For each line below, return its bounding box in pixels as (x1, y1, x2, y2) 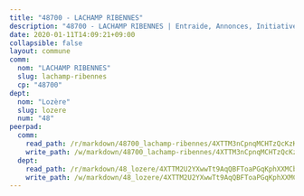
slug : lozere (17, 106, 67, 115)
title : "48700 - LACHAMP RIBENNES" (9, 13, 144, 23)
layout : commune (9, 47, 71, 56)
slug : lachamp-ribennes (17, 72, 107, 81)
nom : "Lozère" (17, 97, 71, 107)
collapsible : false (9, 38, 83, 48)
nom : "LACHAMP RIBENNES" (17, 64, 111, 73)
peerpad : (9, 123, 43, 132)
